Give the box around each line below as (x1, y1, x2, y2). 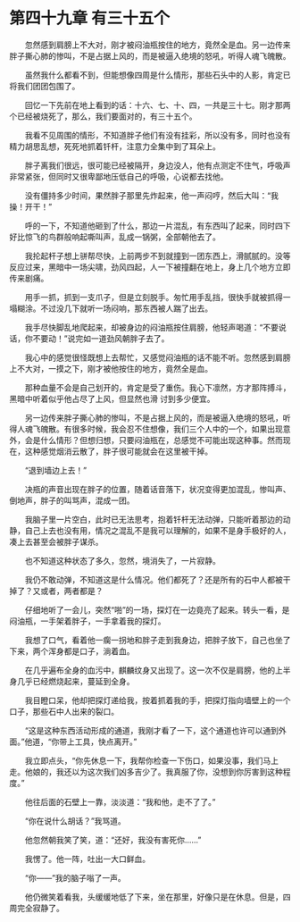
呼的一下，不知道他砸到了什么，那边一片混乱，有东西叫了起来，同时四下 (24, 220, 291, 230)
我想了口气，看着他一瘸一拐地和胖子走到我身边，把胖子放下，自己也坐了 (24, 634, 291, 645)
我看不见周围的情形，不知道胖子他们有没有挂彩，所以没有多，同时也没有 (24, 130, 291, 140)
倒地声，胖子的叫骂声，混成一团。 (9, 495, 135, 506)
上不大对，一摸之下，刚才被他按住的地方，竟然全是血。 (9, 363, 212, 373)
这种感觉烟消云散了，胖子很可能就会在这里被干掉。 (24, 446, 212, 457)
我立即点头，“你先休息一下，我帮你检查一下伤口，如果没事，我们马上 (24, 755, 279, 766)
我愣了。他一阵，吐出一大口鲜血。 (24, 853, 150, 864)
